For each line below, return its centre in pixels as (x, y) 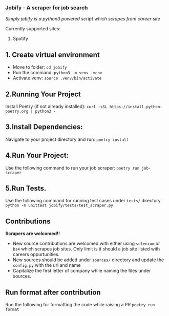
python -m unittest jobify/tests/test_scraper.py (59, 206)
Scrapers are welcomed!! (33, 234)
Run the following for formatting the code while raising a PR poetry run (80, 304)
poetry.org (17, 111)
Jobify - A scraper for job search (47, 8)
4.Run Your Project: (37, 155)
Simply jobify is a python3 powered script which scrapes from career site (83, 19)
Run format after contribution (53, 292)
